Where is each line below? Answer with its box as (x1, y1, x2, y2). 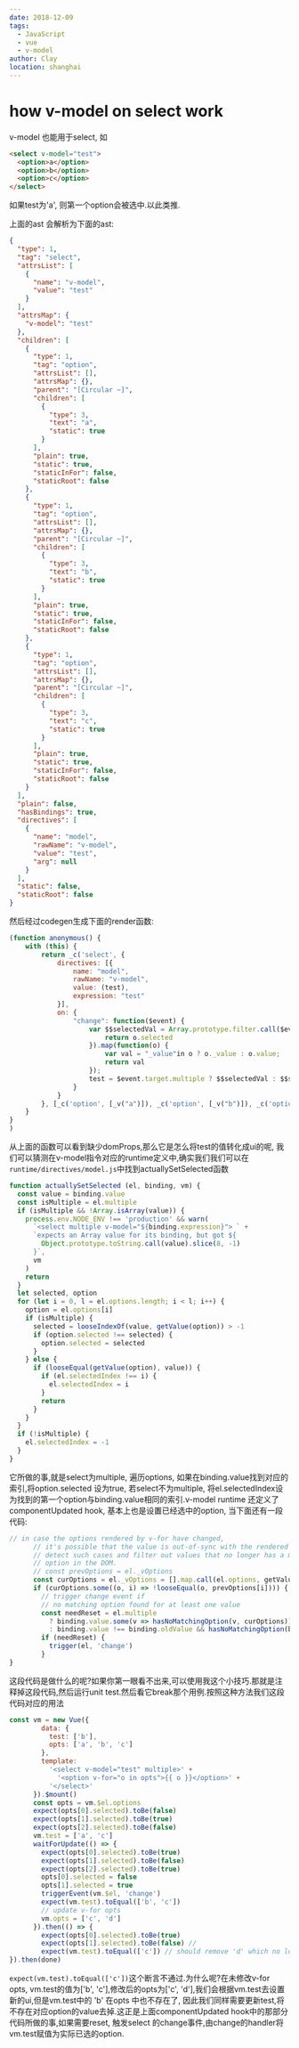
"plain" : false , (17, 799, 77, 809)
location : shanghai (9, 63, 82, 72)
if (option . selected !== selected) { (32, 1330, 174, 1339)
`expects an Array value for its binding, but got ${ (32, 1231, 238, 1240)
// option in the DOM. (32, 1559, 117, 1568)
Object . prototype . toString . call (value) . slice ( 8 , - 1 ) (41, 1239, 241, 1248)
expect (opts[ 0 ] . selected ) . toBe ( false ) (32, 1807, 177, 1816)
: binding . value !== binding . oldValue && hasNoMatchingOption (48, 1625, 285, 1634)
